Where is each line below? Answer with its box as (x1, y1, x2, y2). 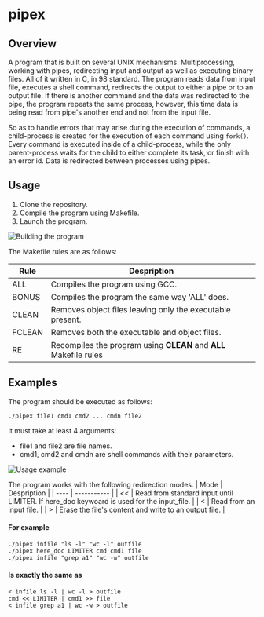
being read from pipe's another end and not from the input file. (8, 108, 211, 117)
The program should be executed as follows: (8, 396, 153, 406)
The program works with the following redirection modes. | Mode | (8, 480, 223, 489)
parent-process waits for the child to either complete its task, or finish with (8, 148, 250, 157)
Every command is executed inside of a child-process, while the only (8, 140, 232, 148)
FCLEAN (12, 327, 43, 338)
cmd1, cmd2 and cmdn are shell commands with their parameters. (19, 449, 234, 458)
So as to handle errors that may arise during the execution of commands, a (8, 123, 251, 132)
